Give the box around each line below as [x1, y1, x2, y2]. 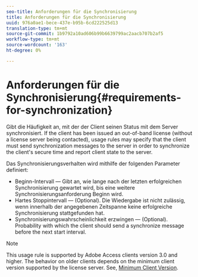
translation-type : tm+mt [6, 25, 68, 32]
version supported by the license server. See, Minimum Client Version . [6, 264, 178, 271]
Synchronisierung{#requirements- [6, 90, 181, 104]
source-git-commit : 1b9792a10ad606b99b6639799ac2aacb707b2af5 [6, 31, 164, 37]
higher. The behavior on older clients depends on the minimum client [6, 257, 175, 265]
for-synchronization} [6, 103, 113, 117]
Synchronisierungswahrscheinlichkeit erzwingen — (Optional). [14, 215, 168, 223]
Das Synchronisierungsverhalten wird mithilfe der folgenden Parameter [6, 160, 180, 167]
